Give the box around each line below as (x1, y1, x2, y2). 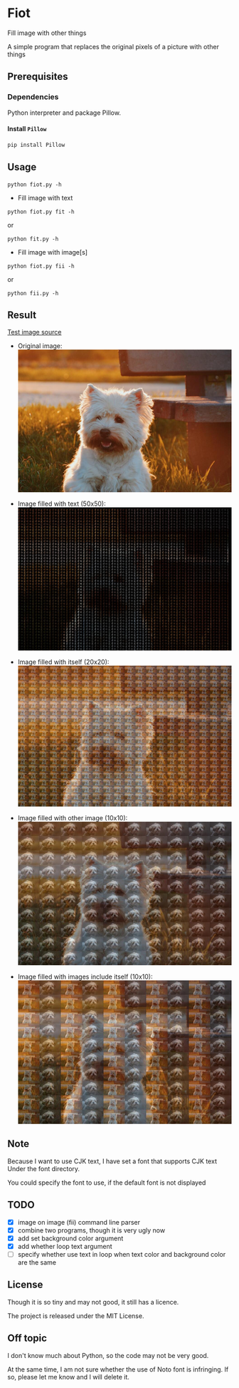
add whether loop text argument (17, 1242, 112, 1250)
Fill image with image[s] (17, 248, 87, 256)
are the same (17, 1257, 57, 1267)
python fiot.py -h (7, 180, 62, 188)
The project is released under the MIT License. (7, 1311, 144, 1320)
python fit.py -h (7, 235, 59, 243)
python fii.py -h (7, 290, 59, 297)
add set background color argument (17, 1234, 124, 1242)
